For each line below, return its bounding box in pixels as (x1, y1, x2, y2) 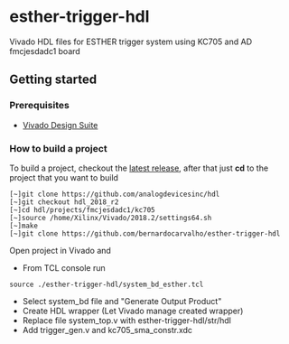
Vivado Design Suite (22, 119, 98, 130)
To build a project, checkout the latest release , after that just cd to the (9, 163, 269, 173)
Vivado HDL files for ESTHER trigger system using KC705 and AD (9, 36, 253, 47)
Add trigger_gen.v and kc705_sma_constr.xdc (22, 324, 192, 335)
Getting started (9, 72, 98, 88)
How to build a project (9, 142, 107, 154)
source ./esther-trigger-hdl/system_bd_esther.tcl (9, 280, 204, 289)
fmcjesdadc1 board (9, 45, 81, 56)
